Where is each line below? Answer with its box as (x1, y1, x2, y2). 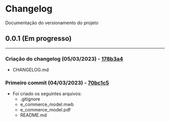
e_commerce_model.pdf (20, 107, 71, 113)
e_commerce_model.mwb (20, 101, 74, 107)
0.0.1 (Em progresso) (5, 34, 72, 43)
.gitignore (20, 96, 40, 102)
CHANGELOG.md (12, 67, 49, 73)
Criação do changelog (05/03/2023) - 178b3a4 (5, 55, 123, 62)
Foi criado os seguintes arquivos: (12, 91, 82, 97)
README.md (20, 112, 47, 118)
